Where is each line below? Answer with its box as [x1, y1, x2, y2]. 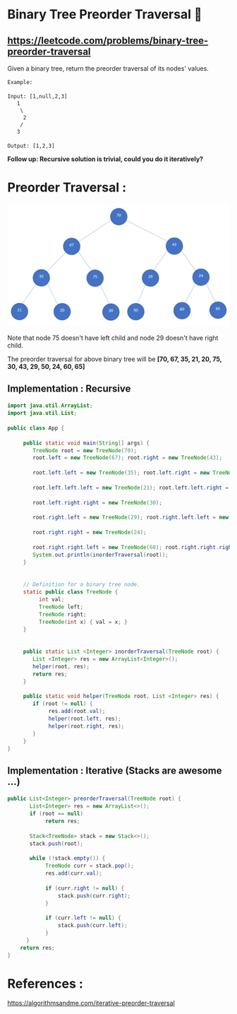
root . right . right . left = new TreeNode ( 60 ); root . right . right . [32, 543, 219, 550]
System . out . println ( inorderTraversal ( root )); [32, 551, 169, 558]
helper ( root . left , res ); [48, 715, 121, 723]
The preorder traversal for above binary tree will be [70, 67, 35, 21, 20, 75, [7, 355, 222, 363]
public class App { [7, 424, 65, 432]
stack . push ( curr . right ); [57, 892, 131, 900]
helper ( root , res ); [32, 663, 90, 670]
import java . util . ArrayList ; [7, 402, 93, 409]
